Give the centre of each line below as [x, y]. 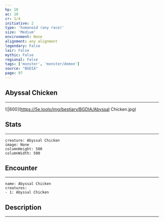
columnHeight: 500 [24, 149]
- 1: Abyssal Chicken [27, 192]
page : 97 [14, 73]
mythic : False [20, 55]
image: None [17, 144]
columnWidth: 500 [23, 153]
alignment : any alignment [31, 41]
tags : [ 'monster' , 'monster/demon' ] [42, 64]
